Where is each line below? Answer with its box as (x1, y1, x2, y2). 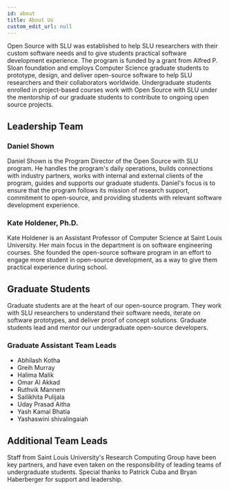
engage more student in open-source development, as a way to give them (7, 256, 218, 264)
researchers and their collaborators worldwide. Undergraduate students (7, 79, 212, 87)
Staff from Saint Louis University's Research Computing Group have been (7, 453, 217, 462)
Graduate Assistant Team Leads (7, 341, 117, 351)
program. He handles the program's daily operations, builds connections (7, 164, 213, 173)
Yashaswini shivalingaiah (17, 415, 88, 423)
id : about (7, 10, 36, 17)
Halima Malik (17, 371, 54, 380)
